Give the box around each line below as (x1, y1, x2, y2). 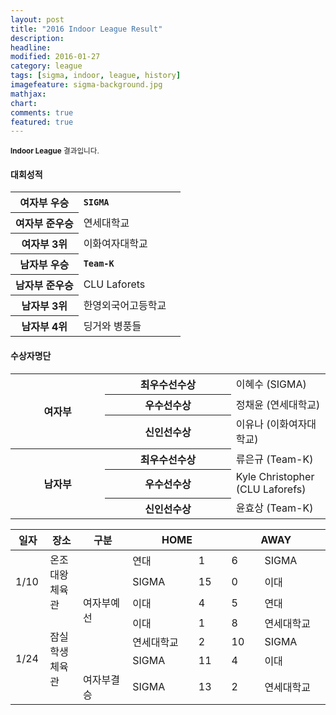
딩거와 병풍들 (83, 319, 142, 333)
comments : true (10, 107, 74, 118)
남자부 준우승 (15, 279, 74, 293)
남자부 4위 (21, 320, 68, 334)
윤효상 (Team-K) (235, 501, 314, 515)
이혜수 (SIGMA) (235, 377, 307, 391)
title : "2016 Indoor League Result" (10, 24, 163, 34)
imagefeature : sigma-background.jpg (10, 80, 163, 90)
